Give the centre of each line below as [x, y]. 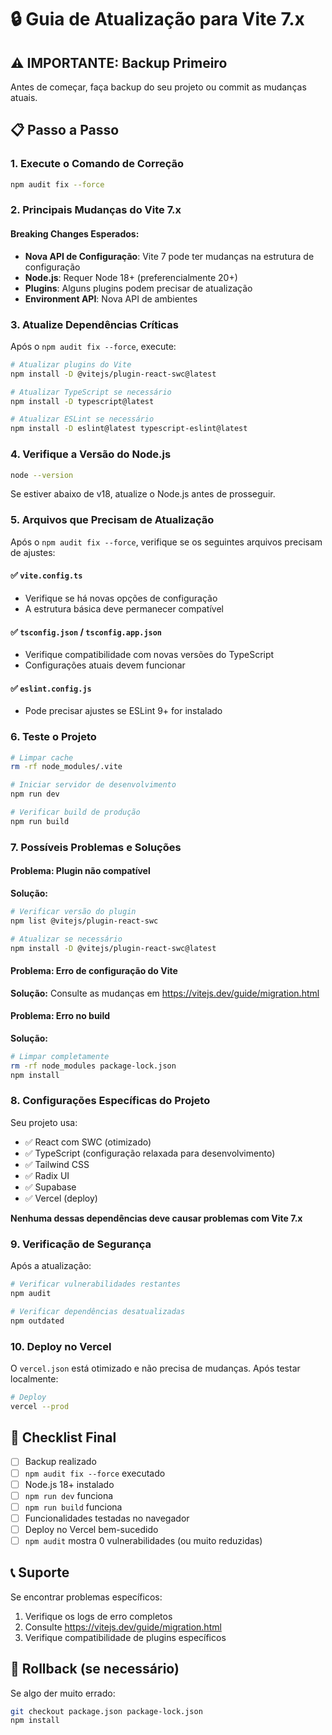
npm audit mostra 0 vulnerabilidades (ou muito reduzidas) [143, 1540]
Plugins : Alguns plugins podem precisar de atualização [138, 288]
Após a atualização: [51, 1266]
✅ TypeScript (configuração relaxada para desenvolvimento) [150, 1153]
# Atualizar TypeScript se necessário [91, 392]
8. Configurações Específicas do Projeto [110, 1101]
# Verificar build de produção [75, 812]
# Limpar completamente [60, 1056]
